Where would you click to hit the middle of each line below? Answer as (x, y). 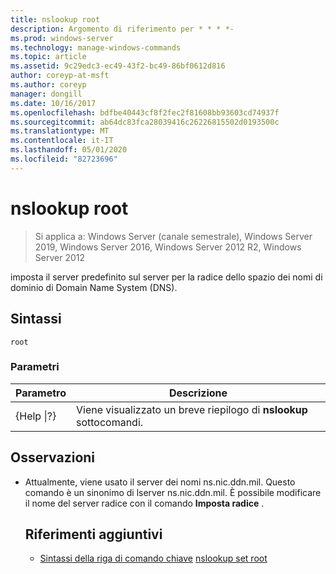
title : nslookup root (55, 19)
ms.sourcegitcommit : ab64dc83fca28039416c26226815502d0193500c (145, 122)
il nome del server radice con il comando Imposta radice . (144, 503)
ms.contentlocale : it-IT (62, 141)
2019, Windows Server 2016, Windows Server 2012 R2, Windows (168, 247)
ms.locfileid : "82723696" (64, 159)
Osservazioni (53, 457)
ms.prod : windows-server (62, 38)
